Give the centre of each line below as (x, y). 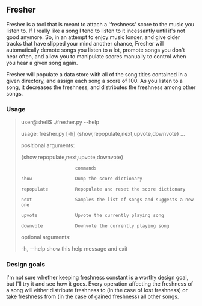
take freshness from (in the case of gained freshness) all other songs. (93, 296)
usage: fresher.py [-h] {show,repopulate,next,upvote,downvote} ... (103, 134)
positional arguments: (48, 145)
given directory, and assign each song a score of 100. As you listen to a (95, 81)
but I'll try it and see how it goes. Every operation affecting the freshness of (100, 284)
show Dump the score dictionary (81, 179)
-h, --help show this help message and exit (74, 249)
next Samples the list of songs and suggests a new (107, 200)
